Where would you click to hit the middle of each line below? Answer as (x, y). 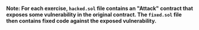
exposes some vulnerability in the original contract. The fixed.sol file (94, 14)
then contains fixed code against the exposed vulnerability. (81, 21)
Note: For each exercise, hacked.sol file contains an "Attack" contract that (100, 8)
